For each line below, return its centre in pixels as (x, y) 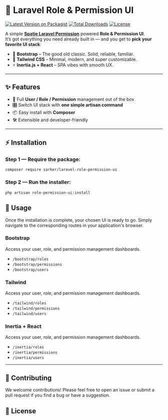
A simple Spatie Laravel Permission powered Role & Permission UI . (75, 33)
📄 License (21, 411)
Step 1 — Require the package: (43, 159)
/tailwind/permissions (36, 309)
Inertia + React (23, 327)
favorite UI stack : (23, 44)
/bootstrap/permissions (37, 264)
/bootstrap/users (30, 270)
